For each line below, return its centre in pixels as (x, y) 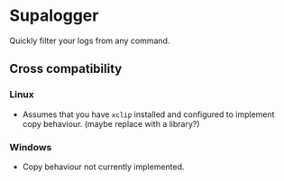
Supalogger (54, 16)
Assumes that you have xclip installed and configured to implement (148, 114)
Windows (31, 147)
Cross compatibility (66, 69)
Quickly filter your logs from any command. (90, 41)
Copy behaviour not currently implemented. (103, 167)
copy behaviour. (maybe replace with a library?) (111, 123)
